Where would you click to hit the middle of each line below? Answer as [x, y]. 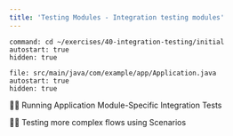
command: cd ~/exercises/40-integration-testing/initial [117, 42]
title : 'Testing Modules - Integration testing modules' [117, 17]
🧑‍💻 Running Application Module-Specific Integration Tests [116, 105]
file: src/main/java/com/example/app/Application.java [113, 73]
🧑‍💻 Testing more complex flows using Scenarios [98, 122]
